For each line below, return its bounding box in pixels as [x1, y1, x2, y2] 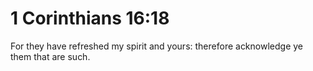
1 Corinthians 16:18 [10, 7, 170, 30]
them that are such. [10, 50, 91, 62]
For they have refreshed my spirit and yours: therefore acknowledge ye [10, 40, 303, 52]
